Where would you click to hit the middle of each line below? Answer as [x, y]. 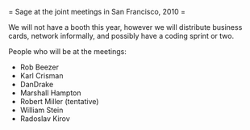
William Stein [42, 110]
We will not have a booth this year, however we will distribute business [125, 27]
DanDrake [37, 84]
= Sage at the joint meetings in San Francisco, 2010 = [97, 12]
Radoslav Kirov [45, 119]
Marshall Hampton [51, 93]
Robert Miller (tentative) [59, 101]
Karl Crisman [42, 75]
